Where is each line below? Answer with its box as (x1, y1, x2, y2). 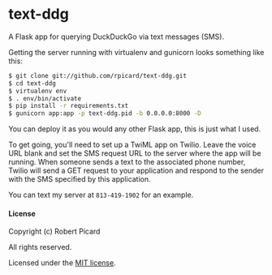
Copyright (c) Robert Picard (8, 226, 101, 236)
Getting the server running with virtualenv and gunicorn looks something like (8, 47, 265, 57)
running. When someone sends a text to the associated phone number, (8, 157, 246, 167)
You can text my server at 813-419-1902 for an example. (8, 190, 194, 200)
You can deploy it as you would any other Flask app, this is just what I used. (8, 124, 261, 134)
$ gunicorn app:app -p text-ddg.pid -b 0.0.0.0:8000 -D (8, 110, 201, 118)
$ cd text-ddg (8, 79, 57, 88)
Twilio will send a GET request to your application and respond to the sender (8, 165, 264, 175)
